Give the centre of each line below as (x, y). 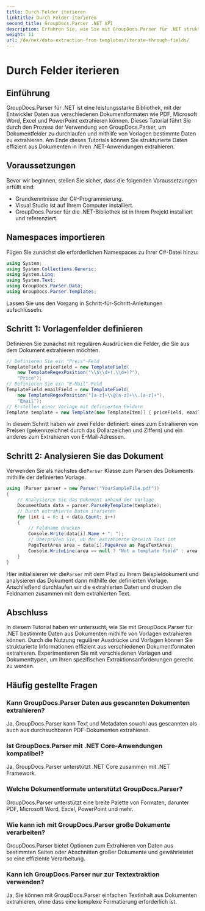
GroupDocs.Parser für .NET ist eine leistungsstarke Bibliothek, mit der (94, 108)
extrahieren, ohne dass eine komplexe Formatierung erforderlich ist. (92, 902)
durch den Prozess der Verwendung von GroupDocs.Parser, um (86, 127)
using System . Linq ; (31, 275)
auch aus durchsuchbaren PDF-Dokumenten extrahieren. (78, 730)
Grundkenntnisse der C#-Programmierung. (69, 198)
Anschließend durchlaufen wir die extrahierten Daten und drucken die (94, 587)
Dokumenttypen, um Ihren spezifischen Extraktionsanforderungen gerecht (100, 660)
